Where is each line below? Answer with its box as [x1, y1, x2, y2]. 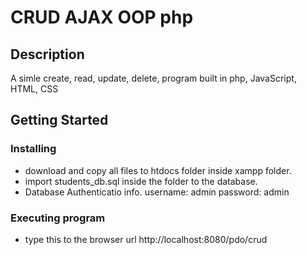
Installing [10, 142, 57, 156]
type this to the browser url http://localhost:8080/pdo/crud [24, 233, 268, 245]
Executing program [10, 211, 106, 225]
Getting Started [10, 112, 109, 129]
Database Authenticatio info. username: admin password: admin [24, 186, 290, 198]
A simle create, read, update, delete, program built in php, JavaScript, [10, 72, 297, 84]
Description [10, 46, 85, 63]
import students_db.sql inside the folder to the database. [24, 175, 258, 187]
